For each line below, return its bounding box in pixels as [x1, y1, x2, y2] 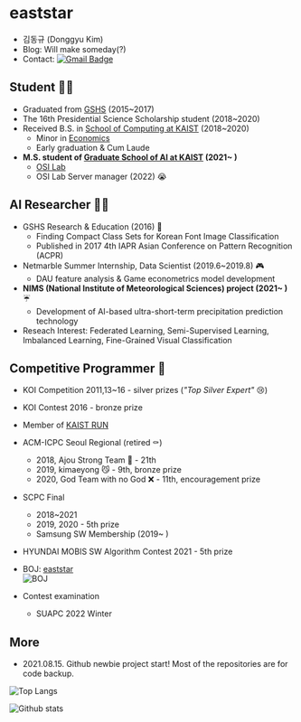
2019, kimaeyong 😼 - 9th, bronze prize [35, 464, 183, 475]
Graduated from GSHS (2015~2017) [22, 103, 155, 115]
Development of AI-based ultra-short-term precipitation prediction [35, 305, 284, 316]
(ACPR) [35, 249, 64, 260]
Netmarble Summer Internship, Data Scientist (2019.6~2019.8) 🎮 [22, 260, 265, 271]
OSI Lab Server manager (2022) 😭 [35, 171, 167, 182]
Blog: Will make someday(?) [22, 43, 127, 54]
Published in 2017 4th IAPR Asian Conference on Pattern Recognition [35, 240, 293, 251]
